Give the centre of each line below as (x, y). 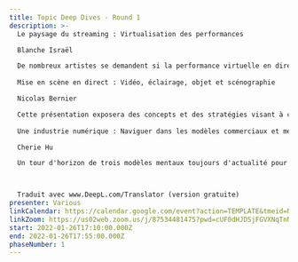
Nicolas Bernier (47, 99)
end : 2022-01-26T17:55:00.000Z (67, 236)
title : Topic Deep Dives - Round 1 (75, 17)
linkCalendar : (35, 211)
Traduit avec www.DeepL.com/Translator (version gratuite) (129, 195)
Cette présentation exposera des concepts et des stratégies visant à (150, 115)
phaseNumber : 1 (37, 244)
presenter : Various (45, 203)
